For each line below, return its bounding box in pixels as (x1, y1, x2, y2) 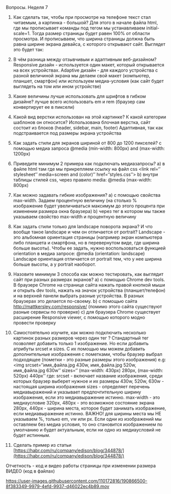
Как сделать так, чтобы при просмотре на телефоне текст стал (13, 14, 151, 20)
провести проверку (13, 320, 56, 326)
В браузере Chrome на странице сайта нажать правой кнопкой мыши (13, 282, 165, 288)
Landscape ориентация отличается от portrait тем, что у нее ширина (13, 256, 162, 262)
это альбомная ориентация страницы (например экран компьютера (13, 234, 162, 240)
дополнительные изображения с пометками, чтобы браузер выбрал (13, 351, 162, 357)
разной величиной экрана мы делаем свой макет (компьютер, (13, 73, 151, 78)
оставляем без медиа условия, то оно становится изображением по (13, 421, 163, 427)
